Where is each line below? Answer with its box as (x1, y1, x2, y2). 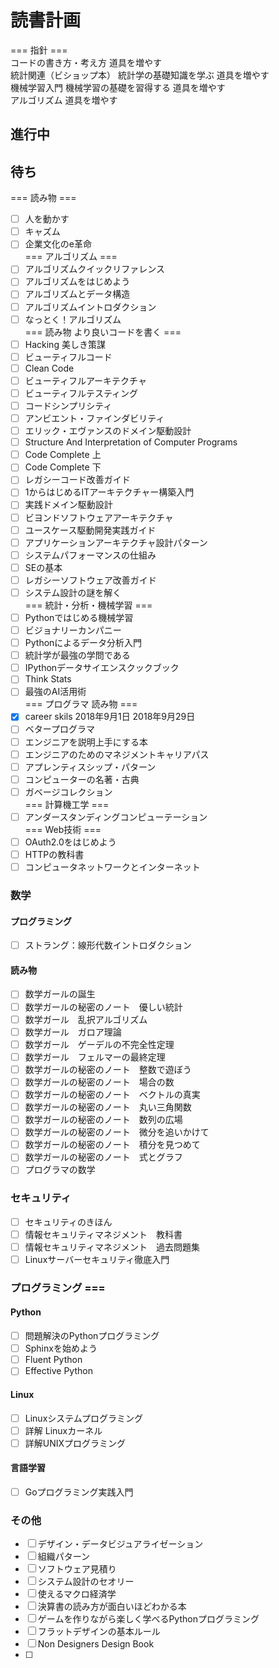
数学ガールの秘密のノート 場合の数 (24, 1076, 175, 1088)
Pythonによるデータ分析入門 (24, 637, 142, 649)
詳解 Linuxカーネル (24, 1424, 103, 1436)
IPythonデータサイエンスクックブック (24, 662, 180, 674)
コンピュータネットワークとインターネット (24, 861, 201, 873)
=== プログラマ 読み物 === (24, 698, 138, 710)
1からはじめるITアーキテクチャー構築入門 (24, 486, 195, 498)
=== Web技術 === (24, 823, 102, 835)
